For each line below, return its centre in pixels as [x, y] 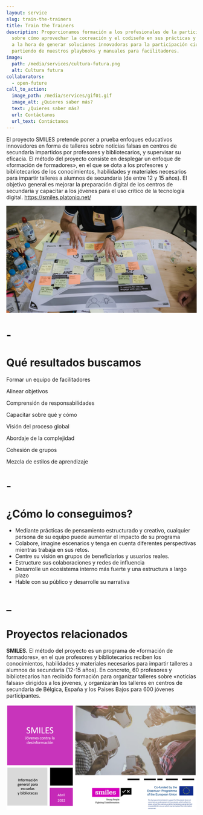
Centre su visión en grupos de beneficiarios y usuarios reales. [92, 556]
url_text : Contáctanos [40, 121]
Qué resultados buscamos [74, 363]
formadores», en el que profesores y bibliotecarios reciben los [84, 657]
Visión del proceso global [38, 427]
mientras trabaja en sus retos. [52, 550]
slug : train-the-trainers [39, 19]
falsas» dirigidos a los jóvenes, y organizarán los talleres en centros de [95, 683]
